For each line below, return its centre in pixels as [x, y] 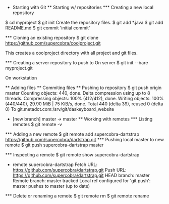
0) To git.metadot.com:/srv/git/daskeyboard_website [60, 109]
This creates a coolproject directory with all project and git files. [71, 53]
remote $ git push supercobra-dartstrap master [54, 145]
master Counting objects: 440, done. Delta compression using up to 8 [78, 93]
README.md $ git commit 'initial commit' [48, 28]
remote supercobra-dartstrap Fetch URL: [55, 165]
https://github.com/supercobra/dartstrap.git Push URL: [70, 170]
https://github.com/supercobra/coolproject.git [53, 43]
